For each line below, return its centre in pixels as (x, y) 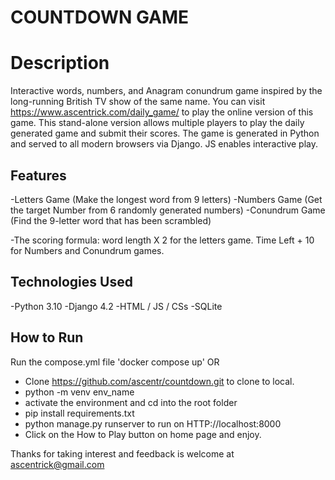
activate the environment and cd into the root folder (131, 402)
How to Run (47, 337)
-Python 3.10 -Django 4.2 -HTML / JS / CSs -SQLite (116, 306)
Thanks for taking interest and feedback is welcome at (122, 453)
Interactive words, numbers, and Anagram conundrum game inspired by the (166, 91)
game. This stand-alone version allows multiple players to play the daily (157, 123)
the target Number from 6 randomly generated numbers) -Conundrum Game (168, 210)
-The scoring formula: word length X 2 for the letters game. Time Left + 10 (162, 240)
